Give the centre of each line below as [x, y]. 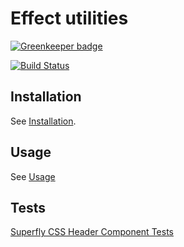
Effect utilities [69, 18]
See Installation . [43, 121]
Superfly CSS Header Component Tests [92, 232]
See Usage [33, 176]
